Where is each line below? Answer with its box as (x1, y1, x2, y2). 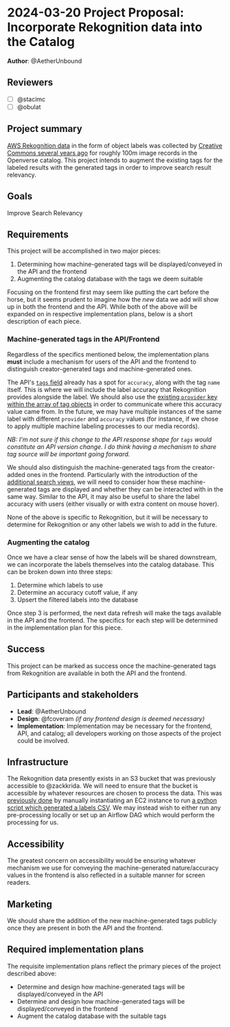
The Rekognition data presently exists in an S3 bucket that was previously (7, 775, 216, 783)
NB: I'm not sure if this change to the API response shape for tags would (7, 435, 212, 443)
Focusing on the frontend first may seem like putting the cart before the (7, 288, 209, 296)
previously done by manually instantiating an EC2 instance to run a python (7, 796, 218, 805)
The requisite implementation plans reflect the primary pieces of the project (7, 962, 221, 970)
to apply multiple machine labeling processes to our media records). (7, 421, 200, 430)
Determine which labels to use (16, 581, 103, 589)
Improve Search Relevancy (7, 208, 83, 217)
